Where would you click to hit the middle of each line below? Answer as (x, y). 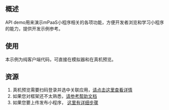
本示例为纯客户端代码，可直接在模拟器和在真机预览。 (61, 59)
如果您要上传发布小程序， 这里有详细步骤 (55, 102)
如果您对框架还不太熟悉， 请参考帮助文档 (55, 96)
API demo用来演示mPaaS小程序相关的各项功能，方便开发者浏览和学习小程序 (85, 22)
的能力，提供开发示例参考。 (34, 28)
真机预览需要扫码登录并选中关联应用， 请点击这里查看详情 (72, 90)
